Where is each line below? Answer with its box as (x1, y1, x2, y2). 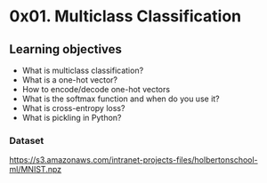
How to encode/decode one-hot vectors (21, 84, 171, 94)
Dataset (9, 134, 44, 147)
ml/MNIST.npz (9, 164, 62, 175)
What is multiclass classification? (21, 65, 144, 76)
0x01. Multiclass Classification (9, 6, 242, 27)
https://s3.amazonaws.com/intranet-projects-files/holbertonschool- (9, 155, 258, 165)
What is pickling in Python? (21, 113, 122, 123)
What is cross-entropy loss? (21, 103, 125, 113)
